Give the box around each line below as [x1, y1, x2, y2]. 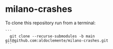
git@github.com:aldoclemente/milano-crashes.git [5, 38, 108, 43]
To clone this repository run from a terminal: [5, 20, 96, 26]
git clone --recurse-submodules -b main [9, 34, 95, 39]
